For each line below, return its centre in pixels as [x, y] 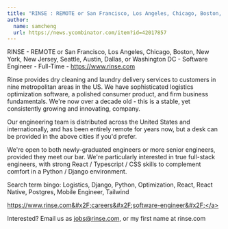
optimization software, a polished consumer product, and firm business [108, 94]
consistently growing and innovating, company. [74, 109]
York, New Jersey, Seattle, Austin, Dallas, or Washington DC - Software [107, 59]
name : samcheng [35, 26]
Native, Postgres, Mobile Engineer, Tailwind [68, 192]
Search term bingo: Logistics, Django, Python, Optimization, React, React [110, 185]
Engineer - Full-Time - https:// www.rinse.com [71, 66]
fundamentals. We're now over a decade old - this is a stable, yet [99, 102]
